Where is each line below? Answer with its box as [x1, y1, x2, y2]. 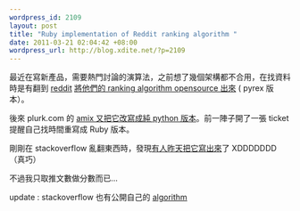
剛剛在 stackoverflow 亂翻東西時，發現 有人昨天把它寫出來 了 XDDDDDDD [9, 143, 277, 154]
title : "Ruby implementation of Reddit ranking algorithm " [9, 29, 238, 38]
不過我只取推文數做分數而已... [9, 173, 119, 183]
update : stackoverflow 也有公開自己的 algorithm [9, 192, 187, 203]
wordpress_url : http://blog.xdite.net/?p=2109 [9, 46, 186, 55]
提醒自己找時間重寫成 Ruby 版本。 [9, 124, 135, 134]
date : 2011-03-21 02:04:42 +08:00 [9, 37, 138, 47]
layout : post [9, 21, 58, 30]
